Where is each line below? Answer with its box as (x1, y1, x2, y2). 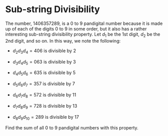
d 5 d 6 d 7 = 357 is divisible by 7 (12, 81, 75, 88)
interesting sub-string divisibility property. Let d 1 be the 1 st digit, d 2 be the (5, 31, 160, 39)
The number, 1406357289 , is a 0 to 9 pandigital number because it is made (5, 20, 163, 26)
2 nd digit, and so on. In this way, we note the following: (5, 38, 121, 44)
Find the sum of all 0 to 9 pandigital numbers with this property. (5, 125, 138, 131)
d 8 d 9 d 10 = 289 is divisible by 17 (12, 114, 79, 121)
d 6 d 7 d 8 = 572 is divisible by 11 (12, 91, 76, 99)
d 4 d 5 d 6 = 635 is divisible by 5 (12, 70, 76, 77)
